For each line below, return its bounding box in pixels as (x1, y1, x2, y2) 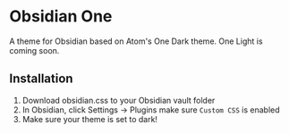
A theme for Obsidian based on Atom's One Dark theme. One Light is (9, 36, 263, 46)
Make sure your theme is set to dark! (21, 113, 158, 124)
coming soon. (9, 45, 60, 55)
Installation (9, 71, 73, 87)
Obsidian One (9, 6, 113, 27)
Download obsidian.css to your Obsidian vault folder (21, 95, 216, 105)
